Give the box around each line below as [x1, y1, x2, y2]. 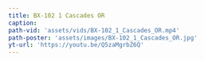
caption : [8, 19, 37, 27]
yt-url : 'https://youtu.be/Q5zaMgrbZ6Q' [8, 41, 145, 49]
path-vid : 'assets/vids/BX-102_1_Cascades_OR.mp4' [8, 26, 180, 34]
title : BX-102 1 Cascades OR [8, 11, 105, 20]
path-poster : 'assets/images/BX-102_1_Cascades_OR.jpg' [8, 33, 198, 42]
